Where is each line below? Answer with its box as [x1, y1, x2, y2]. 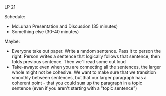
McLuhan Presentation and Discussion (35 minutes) [11, 23, 118, 29]
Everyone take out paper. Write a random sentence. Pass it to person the [11, 48, 161, 54]
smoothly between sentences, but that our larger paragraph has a [11, 75, 147, 80]
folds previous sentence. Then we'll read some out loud [11, 59, 126, 64]
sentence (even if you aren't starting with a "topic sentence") [11, 85, 137, 91]
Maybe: [4, 38, 20, 44]
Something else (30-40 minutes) [11, 29, 79, 34]
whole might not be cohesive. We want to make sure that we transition [11, 69, 156, 75]
